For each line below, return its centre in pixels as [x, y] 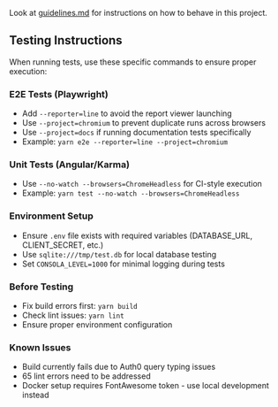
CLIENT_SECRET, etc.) [63, 245]
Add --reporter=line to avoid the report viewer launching [127, 113]
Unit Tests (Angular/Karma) [70, 165]
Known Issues [40, 347]
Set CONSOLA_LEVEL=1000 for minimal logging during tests [123, 264]
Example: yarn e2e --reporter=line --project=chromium [124, 142]
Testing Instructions [66, 40]
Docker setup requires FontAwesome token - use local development [145, 386]
